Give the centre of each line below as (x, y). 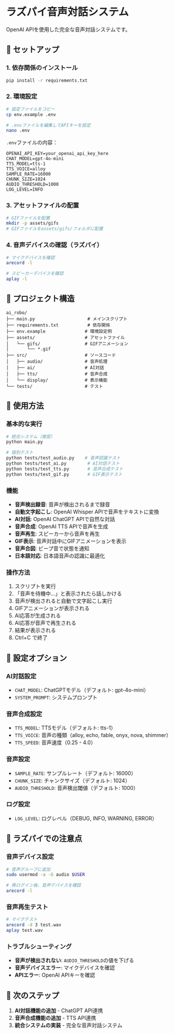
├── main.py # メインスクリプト (67, 319)
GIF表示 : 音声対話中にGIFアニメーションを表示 (71, 541)
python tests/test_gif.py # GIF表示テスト (64, 474)
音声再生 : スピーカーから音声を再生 (57, 533)
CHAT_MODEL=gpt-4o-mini (35, 159)
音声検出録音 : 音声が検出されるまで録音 (62, 504)
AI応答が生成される (38, 616)
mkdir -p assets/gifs (33, 224)
